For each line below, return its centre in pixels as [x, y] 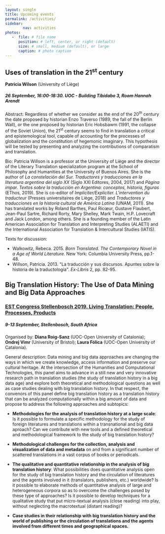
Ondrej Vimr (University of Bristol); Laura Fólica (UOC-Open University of [80, 342]
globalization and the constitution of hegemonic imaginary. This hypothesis [81, 141]
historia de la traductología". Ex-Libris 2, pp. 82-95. [64, 269]
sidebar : [14, 23]
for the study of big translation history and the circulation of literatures [83, 474]
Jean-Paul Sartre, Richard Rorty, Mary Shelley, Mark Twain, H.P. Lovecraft [80, 214]
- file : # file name [34, 37]
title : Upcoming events [30, 14]
